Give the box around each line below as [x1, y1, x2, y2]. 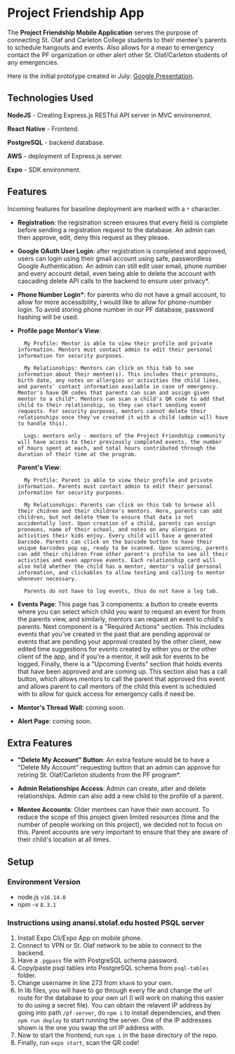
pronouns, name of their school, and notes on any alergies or [17, 526, 207, 533]
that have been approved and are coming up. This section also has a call [17, 667, 227, 675]
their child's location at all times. [17, 835, 111, 844]
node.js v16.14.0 [17, 893, 67, 901]
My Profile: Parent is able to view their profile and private [24, 476, 213, 483]
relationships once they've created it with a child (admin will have [17, 414, 229, 421]
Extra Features [7, 737, 73, 749]
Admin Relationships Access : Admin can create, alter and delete [17, 785, 206, 793]
